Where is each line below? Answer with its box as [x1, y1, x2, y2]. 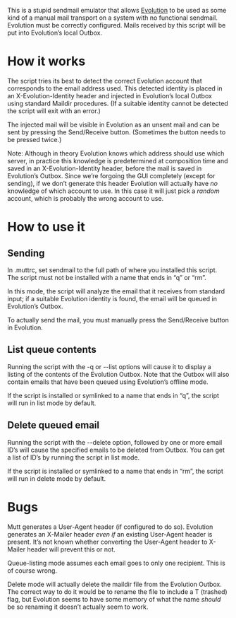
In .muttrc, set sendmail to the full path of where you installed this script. [7, 265, 218, 274]
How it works [7, 53, 86, 69]
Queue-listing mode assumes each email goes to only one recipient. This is [7, 559, 225, 567]
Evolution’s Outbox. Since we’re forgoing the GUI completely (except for [7, 171, 216, 180]
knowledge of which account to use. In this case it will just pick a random [7, 187, 220, 195]
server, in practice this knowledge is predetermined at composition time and [7, 156, 228, 165]
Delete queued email [7, 419, 100, 431]
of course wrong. [7, 566, 58, 575]
